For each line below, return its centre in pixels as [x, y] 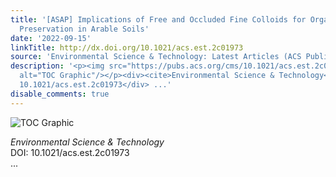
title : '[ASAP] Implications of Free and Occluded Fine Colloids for [158, 19]
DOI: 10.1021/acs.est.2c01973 [70, 152]
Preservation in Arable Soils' [84, 29]
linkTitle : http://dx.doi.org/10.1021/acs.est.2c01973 [127, 47]
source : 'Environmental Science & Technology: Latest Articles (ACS [156, 57]
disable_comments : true [60, 94]
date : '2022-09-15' [51, 38]
